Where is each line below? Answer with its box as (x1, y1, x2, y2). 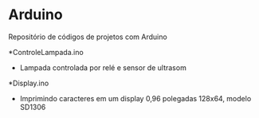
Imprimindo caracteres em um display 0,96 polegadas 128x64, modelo (19, 93, 252, 103)
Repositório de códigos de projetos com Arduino (8, 32, 167, 41)
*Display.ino (8, 78, 49, 88)
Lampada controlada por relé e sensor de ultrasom (19, 62, 187, 73)
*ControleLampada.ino (8, 47, 84, 57)
